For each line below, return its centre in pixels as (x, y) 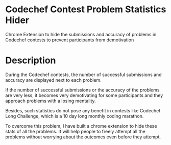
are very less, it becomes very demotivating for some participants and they (84, 95)
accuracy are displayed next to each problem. (54, 80)
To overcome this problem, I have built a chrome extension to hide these (81, 126)
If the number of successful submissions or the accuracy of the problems (82, 90)
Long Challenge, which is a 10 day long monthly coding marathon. (75, 116)
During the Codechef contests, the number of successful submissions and (83, 75)
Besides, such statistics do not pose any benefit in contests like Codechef (83, 110)
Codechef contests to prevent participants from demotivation (70, 40)
